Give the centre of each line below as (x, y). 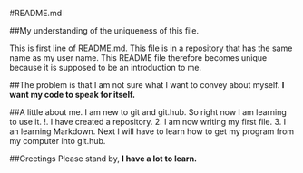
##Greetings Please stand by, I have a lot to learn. (103, 159)
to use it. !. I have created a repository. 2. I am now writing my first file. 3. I (148, 122)
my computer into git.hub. (58, 141)
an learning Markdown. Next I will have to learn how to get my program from (152, 131)
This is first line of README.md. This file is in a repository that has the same (151, 48)
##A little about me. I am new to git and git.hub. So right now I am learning (148, 112)
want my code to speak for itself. (73, 95)
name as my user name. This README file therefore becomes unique (138, 58)
